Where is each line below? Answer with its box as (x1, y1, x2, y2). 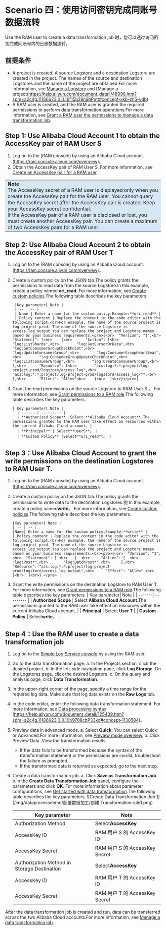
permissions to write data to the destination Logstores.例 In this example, (12, 499, 161, 506)
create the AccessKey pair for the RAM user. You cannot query (7, 193, 153, 200)
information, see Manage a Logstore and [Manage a (12, 85, 118, 92)
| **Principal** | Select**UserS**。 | (17, 429, 98, 434)
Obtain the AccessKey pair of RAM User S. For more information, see (12, 164, 153, 170)
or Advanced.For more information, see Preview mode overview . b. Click (12, 732, 160, 738)
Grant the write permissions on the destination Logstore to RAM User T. (12, 581, 158, 587)
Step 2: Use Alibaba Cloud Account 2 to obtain (5, 240, 151, 249)
